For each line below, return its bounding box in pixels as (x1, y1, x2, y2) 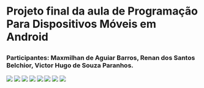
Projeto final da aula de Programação (6, 4, 198, 18)
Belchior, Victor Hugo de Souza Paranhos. (6, 61, 134, 70)
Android (6, 30, 49, 44)
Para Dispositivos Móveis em (6, 17, 156, 31)
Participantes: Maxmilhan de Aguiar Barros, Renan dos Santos (6, 53, 195, 62)
